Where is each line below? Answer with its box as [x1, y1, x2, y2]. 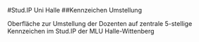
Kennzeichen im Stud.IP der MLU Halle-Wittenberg [7, 27, 155, 35]
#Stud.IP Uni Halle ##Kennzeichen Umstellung [7, 6, 143, 14]
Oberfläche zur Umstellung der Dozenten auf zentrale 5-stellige [7, 20, 193, 27]
